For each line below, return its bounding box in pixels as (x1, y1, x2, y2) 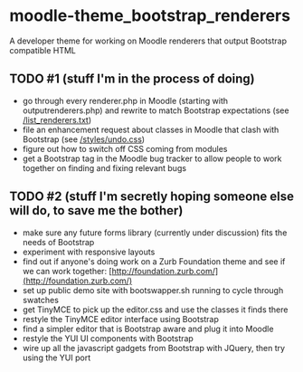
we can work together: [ (22, 265, 112, 276)
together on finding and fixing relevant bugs (22, 162, 187, 173)
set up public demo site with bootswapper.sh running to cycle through (22, 284, 284, 295)
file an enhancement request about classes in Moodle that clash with (22, 124, 279, 135)
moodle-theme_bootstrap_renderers (9, 5, 291, 26)
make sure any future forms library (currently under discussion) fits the (22, 227, 288, 238)
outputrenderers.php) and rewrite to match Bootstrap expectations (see (22, 105, 289, 116)
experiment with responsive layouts (22, 246, 156, 257)
